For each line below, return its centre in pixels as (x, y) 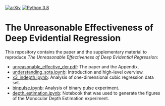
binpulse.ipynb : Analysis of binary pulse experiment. (66, 88)
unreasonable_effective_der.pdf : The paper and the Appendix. (76, 66)
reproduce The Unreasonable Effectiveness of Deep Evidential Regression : (82, 57)
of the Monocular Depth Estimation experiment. (61, 98)
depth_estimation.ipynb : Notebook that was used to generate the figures (86, 93)
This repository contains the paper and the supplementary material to (76, 52)
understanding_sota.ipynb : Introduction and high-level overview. (78, 72)
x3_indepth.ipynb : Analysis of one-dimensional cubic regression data (83, 77)
